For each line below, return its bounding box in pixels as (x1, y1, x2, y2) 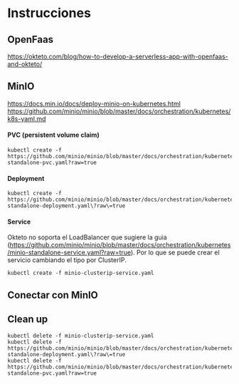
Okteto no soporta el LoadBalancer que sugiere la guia (7, 233, 167, 242)
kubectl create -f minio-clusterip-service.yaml (7, 269, 154, 277)
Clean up (7, 313, 48, 326)
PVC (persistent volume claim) (7, 130, 100, 140)
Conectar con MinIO (7, 289, 98, 301)
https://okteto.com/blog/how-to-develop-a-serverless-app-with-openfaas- (7, 52, 229, 61)
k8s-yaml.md (7, 114, 46, 123)
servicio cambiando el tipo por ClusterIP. (7, 256, 127, 264)
